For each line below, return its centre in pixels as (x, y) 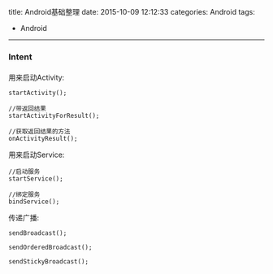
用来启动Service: (37, 154)
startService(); (36, 178)
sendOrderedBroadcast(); (50, 247)
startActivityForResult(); (54, 115)
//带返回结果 (27, 108)
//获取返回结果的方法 (39, 131)
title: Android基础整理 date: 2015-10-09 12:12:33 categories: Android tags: (132, 12)
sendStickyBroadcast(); (49, 261)
